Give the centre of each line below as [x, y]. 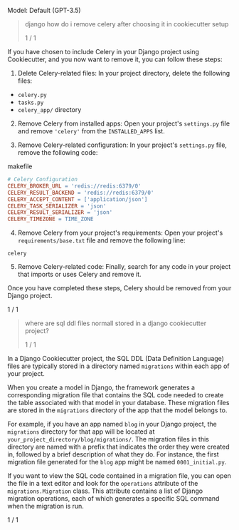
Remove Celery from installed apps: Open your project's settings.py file [123, 123]
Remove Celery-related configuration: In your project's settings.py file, [122, 145]
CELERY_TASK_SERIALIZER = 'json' [57, 206]
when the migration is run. [46, 506]
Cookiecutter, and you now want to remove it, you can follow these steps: [115, 59]
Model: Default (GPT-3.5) [44, 10]
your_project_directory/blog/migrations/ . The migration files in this [108, 439]
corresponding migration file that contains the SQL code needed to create [116, 395]
